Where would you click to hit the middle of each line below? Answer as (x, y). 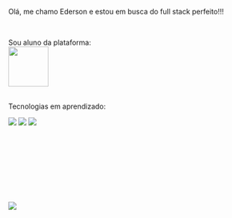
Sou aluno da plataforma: (50, 42)
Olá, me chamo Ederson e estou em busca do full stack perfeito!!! (116, 12)
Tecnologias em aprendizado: (57, 106)
